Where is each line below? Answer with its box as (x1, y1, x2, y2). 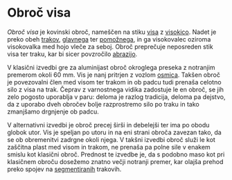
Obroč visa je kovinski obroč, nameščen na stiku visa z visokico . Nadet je (7, 28, 217, 36)
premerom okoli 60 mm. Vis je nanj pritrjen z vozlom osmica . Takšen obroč (7, 71, 220, 79)
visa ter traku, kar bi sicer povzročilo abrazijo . (7, 50, 138, 58)
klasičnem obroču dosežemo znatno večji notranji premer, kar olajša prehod (7, 157, 224, 165)
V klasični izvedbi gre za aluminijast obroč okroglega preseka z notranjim (7, 63, 216, 71)
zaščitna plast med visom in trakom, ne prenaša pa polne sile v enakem (7, 143, 211, 151)
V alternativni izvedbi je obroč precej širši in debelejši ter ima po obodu (7, 120, 210, 129)
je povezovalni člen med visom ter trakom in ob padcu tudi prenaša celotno (7, 78, 222, 86)
